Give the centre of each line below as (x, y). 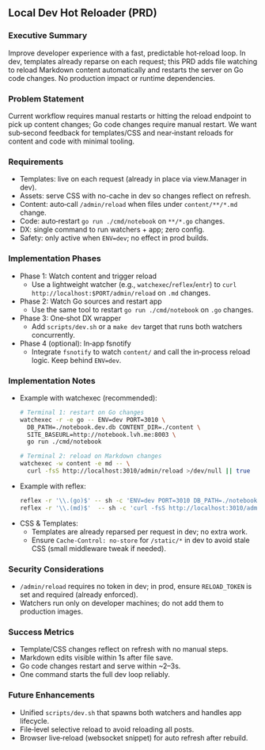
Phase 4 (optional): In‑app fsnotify (76, 343)
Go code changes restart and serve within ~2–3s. (100, 666)
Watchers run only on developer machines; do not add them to (121, 603)
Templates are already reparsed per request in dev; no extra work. (139, 531)
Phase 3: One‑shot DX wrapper (70, 318)
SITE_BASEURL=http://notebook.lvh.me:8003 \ (102, 434)
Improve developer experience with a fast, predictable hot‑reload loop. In (127, 53)
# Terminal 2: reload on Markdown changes (91, 456)
